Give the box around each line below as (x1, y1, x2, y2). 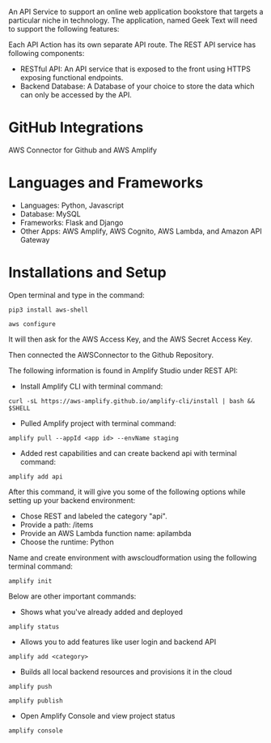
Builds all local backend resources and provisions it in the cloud (19, 667, 232, 676)
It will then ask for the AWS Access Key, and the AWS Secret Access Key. (8, 334, 253, 344)
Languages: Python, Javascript (19, 200, 124, 210)
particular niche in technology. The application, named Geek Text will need (8, 15, 257, 25)
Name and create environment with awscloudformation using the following (8, 552, 257, 562)
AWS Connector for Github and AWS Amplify (8, 145, 158, 155)
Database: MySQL (19, 208, 81, 218)
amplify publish (8, 697, 63, 705)
